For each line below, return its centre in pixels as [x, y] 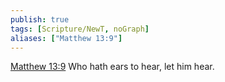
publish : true [40, 19]
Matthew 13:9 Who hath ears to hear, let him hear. [112, 67]
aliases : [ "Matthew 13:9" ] [66, 38]
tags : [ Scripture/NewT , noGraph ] [80, 29]
